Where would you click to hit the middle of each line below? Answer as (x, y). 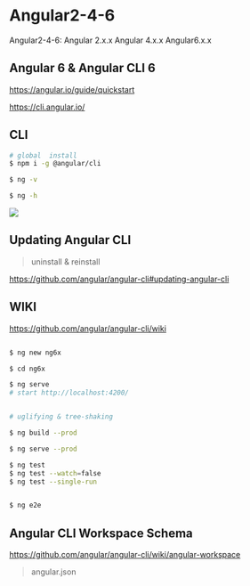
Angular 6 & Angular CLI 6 (82, 68)
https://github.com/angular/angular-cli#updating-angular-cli (119, 279)
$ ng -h (24, 196)
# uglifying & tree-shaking (61, 417)
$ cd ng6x (28, 369)
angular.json (53, 572)
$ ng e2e (25, 505)
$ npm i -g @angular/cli (55, 164)
